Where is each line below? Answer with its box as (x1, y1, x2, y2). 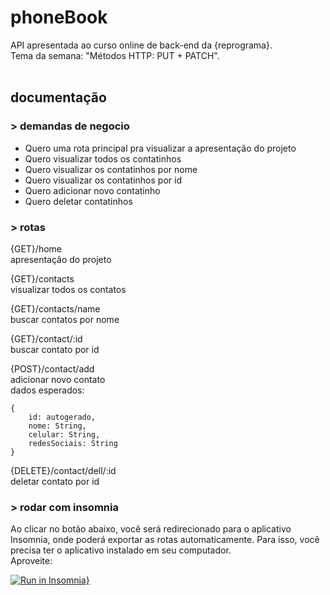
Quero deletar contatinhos (24, 195, 133, 207)
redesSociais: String (28, 438, 118, 448)
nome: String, (28, 421, 87, 431)
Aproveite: (10, 555, 53, 567)
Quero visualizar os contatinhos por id (24, 174, 182, 186)
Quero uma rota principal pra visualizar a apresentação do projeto (24, 142, 297, 154)
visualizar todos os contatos (10, 283, 127, 295)
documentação (10, 89, 107, 106)
